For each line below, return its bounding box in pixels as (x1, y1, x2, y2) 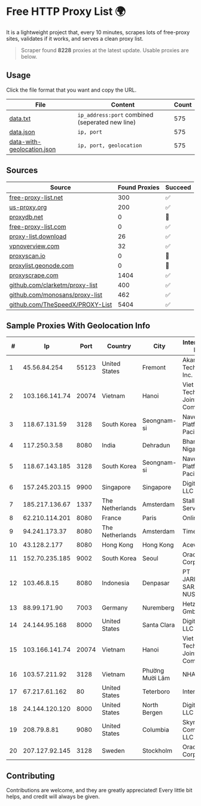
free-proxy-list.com (9, 222, 67, 231)
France (101, 514, 121, 522)
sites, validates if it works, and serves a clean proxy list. (6, 35, 144, 42)
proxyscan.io (9, 252, 46, 260)
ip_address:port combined (77, 110, 154, 119)
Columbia (142, 726, 169, 734)
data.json (9, 128, 35, 136)
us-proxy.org (9, 203, 47, 211)
